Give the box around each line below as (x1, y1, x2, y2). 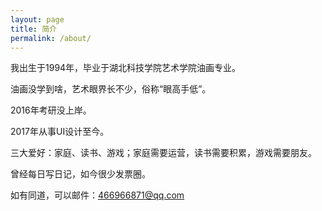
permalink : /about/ (10, 33, 92, 43)
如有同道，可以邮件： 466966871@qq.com (10, 189, 185, 201)
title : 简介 (10, 24, 57, 34)
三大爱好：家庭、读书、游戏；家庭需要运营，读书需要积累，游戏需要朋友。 (10, 147, 317, 159)
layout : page (10, 14, 65, 25)
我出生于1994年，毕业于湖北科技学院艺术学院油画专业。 (10, 62, 242, 74)
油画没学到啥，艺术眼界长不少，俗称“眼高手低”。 (10, 83, 212, 95)
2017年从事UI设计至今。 (10, 126, 110, 138)
